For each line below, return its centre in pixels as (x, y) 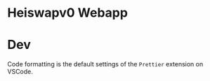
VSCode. (20, 72)
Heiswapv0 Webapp (68, 13)
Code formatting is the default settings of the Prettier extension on (105, 64)
